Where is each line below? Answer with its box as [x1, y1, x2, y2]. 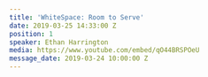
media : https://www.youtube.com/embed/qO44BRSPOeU [9, 46, 200, 55]
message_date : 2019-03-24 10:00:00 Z [9, 54, 149, 63]
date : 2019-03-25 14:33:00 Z [9, 21, 117, 30]
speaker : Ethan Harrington [9, 37, 109, 47]
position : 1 [9, 29, 53, 38]
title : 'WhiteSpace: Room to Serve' [9, 12, 144, 22]
